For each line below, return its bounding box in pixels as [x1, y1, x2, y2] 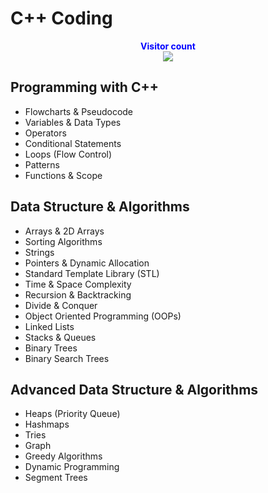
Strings [24, 246, 55, 258]
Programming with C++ [10, 79, 159, 96]
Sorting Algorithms [24, 235, 103, 247]
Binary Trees [24, 342, 78, 354]
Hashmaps [24, 418, 70, 431]
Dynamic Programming [24, 461, 120, 473]
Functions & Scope [24, 169, 103, 181]
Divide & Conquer [24, 299, 98, 311]
